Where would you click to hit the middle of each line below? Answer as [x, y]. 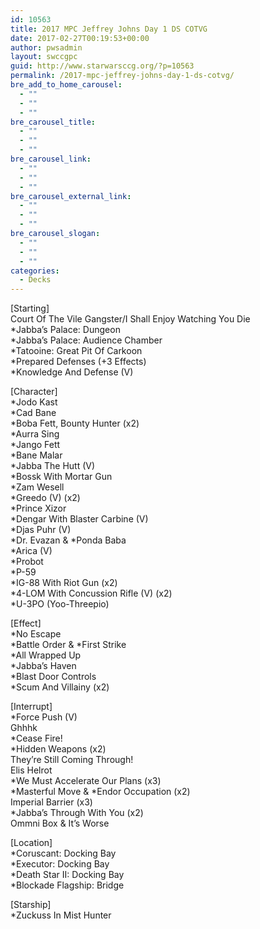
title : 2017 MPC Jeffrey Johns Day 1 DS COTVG [109, 29]
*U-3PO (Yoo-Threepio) [60, 604]
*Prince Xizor [38, 508]
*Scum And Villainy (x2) [60, 687]
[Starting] [30, 308]
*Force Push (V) [44, 717]
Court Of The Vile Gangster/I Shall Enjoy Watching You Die [130, 319]
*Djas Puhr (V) [41, 530]
